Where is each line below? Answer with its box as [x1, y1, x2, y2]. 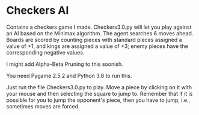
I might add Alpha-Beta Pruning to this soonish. [6, 60, 123, 68]
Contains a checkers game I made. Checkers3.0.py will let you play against [6, 23, 192, 31]
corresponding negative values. [6, 49, 85, 56]
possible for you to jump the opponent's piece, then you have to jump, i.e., [6, 96, 191, 104]
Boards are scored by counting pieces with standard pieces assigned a [6, 36, 182, 43]
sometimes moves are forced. [6, 102, 80, 110]
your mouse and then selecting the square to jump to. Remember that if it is [6, 90, 193, 97]
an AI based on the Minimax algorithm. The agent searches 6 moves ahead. [6, 29, 194, 37]
